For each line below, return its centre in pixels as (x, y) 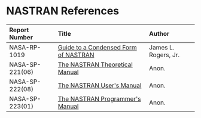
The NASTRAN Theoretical (95, 64)
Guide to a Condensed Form (97, 47)
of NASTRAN (76, 55)
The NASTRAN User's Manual (100, 85)
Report (19, 30)
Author (159, 33)
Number (21, 37)
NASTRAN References (63, 11)
